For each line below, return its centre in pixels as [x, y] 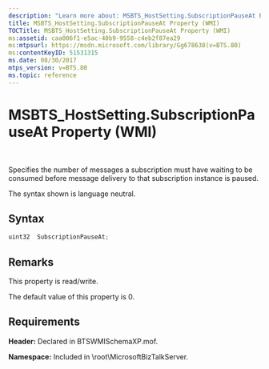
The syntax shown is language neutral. [72, 194]
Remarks [31, 262]
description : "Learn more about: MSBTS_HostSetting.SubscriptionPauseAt [132, 16]
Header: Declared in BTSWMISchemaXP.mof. [83, 341]
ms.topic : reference [43, 75]
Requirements [44, 322]
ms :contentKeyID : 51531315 [53, 53]
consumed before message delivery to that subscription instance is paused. [133, 178]
